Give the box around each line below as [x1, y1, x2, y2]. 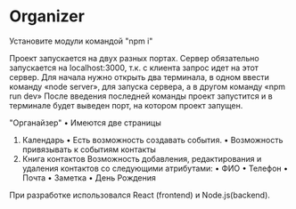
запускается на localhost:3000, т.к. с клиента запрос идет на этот [9, 62, 259, 73]
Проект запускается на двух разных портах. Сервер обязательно [9, 52, 260, 63]
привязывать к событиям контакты [21, 144, 156, 155]
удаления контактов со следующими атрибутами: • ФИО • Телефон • [21, 163, 288, 173]
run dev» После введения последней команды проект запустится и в [9, 91, 274, 101]
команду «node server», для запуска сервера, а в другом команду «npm [9, 81, 286, 92]
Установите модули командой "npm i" [9, 36, 153, 46]
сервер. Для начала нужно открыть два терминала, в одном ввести [9, 71, 269, 82]
